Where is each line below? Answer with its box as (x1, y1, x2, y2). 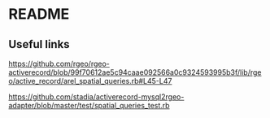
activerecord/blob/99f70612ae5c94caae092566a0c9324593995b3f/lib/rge (8, 68, 262, 77)
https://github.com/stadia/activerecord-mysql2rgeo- (8, 92, 185, 102)
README (8, 5, 70, 24)
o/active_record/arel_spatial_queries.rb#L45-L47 (8, 76, 172, 85)
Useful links (8, 37, 71, 51)
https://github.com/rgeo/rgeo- (8, 59, 110, 68)
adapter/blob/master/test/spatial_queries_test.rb (8, 101, 170, 110)
